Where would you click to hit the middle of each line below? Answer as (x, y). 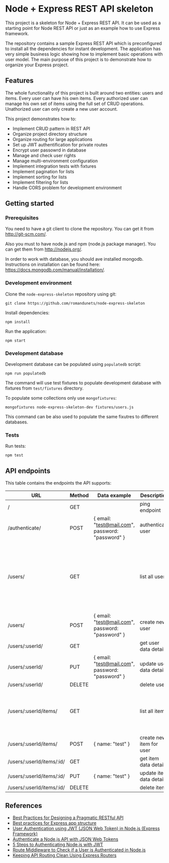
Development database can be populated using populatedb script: (73, 364)
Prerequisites (22, 218)
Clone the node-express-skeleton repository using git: (61, 294)
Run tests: (16, 446)
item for (149, 744)
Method (79, 496)
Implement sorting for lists (39, 177)
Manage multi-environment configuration (55, 161)
